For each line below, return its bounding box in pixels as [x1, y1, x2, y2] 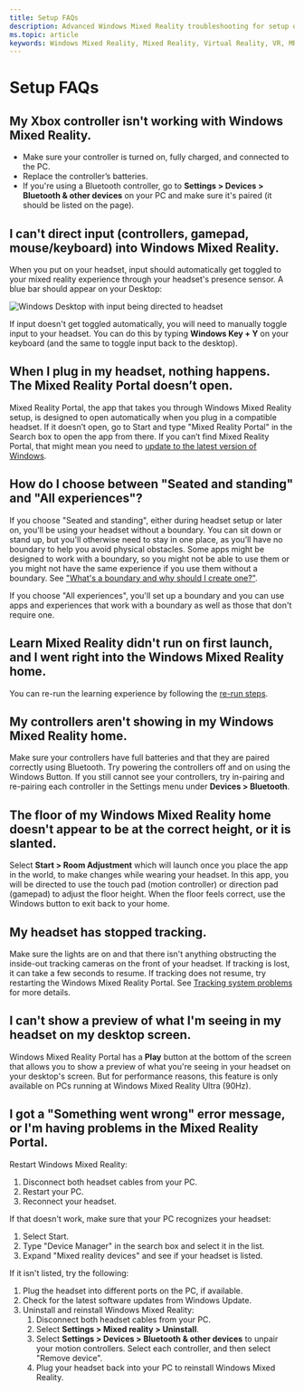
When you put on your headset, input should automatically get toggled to [9, 264, 282, 275]
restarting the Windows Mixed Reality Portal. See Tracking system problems [9, 977, 293, 988]
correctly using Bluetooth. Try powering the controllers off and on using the [9, 762, 291, 773]
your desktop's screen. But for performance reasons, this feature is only [9, 1070, 279, 1081]
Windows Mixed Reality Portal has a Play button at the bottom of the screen [9, 1051, 292, 1062]
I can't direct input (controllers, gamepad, [9, 226, 249, 241]
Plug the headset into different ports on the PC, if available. [22, 1285, 243, 1296]
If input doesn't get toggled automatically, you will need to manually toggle [9, 319, 288, 330]
